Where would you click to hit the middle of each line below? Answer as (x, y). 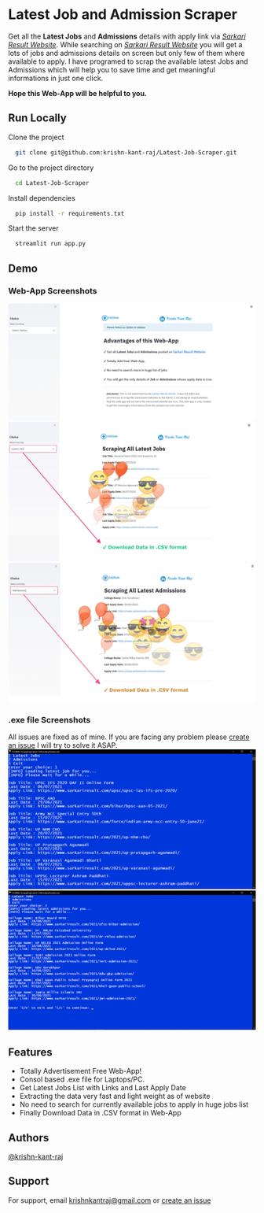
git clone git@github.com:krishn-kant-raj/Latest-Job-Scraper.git (126, 152)
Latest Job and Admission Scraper (123, 15)
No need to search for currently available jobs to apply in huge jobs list (134, 1104)
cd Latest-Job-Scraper (52, 183)
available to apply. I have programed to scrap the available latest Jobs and (128, 61)
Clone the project (36, 137)
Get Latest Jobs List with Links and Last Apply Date (103, 1088)
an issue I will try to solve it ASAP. (63, 745)
